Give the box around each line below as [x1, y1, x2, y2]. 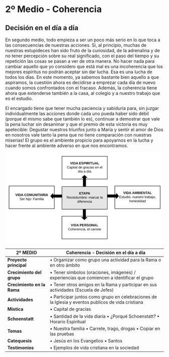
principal [7, 262, 27, 268]
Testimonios [7, 345, 34, 351]
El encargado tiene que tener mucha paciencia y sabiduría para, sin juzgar [5, 105, 159, 111]
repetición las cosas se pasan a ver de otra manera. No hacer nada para [5, 58, 155, 64]
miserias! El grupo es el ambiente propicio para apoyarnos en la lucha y [5, 137, 153, 143]
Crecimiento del [7, 269, 42, 275]
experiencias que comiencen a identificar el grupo [50, 275, 154, 281]
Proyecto [7, 257, 27, 263]
